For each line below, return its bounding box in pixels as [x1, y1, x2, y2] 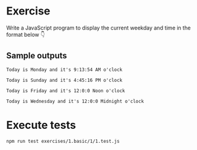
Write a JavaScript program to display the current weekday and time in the [6, 24, 191, 31]
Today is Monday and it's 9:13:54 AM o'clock [6, 66, 122, 73]
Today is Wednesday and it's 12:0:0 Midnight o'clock [6, 98, 145, 104]
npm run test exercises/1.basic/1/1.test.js [6, 138, 120, 144]
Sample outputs [6, 51, 67, 61]
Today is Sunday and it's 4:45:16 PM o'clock [6, 77, 122, 83]
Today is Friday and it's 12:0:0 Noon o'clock [6, 87, 125, 94]
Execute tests [6, 118, 77, 132]
